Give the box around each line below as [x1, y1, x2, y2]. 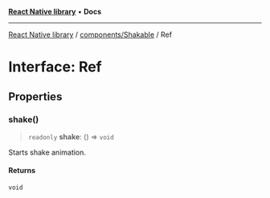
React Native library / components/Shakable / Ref [8, 30, 173, 39]
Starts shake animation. [8, 147, 87, 157]
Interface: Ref [8, 58, 102, 76]
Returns [8, 166, 36, 176]
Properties [8, 90, 63, 103]
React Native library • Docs [8, 7, 102, 16]
